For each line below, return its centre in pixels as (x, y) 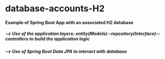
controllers (17, 39)
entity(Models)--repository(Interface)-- (118, 34)
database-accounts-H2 (55, 9)
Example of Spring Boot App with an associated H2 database (69, 22)
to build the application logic (59, 39)
